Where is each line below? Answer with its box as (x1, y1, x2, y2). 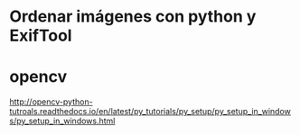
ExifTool (9, 25, 72, 46)
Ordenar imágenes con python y (9, 6, 257, 27)
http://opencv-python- (9, 96, 93, 107)
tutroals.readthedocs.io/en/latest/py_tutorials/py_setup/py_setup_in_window (9, 106, 291, 117)
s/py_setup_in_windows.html (9, 115, 116, 127)
